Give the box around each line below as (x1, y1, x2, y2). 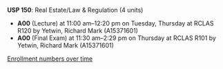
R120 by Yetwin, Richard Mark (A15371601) (17, 27, 138, 34)
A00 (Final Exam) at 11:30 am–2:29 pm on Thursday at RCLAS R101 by (17, 34, 216, 42)
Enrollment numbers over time (7, 55, 93, 63)
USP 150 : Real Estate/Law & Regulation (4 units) (7, 6, 144, 14)
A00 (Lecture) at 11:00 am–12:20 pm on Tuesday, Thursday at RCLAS (17, 19, 214, 27)
